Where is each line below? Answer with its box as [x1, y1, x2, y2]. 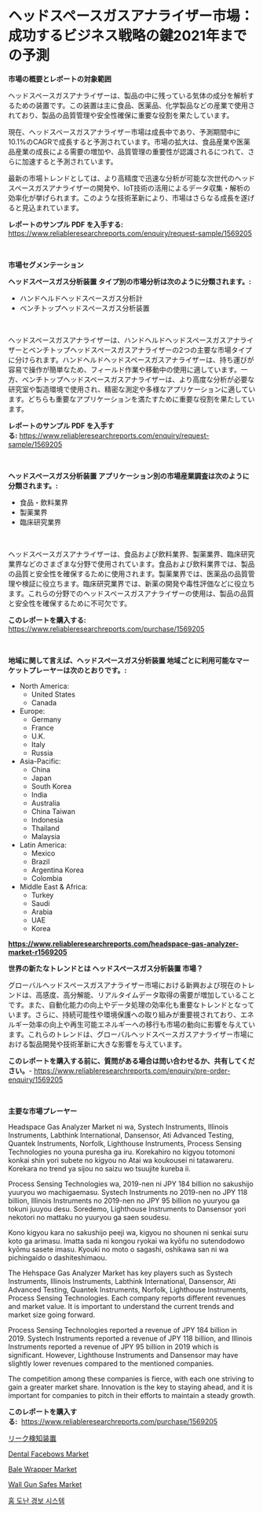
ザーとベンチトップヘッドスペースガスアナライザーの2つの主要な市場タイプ [8, 345, 253, 354]
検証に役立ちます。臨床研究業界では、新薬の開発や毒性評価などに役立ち [21, 579, 255, 588]
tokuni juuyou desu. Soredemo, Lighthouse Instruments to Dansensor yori [8, 1204, 247, 1213]
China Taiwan [31, 806, 76, 816]
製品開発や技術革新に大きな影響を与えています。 [28, 1039, 186, 1049]
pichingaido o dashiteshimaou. [8, 1252, 108, 1262]
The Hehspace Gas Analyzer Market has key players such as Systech [8, 1268, 233, 1278]
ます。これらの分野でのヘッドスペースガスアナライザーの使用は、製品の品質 [8, 588, 254, 598]
